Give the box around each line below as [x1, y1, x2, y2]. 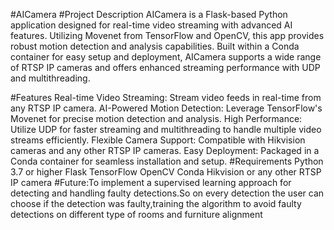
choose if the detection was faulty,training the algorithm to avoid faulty [10, 198, 302, 209]
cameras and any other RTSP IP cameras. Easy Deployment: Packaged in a [10, 145, 320, 156]
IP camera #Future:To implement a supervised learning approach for [10, 177, 292, 188]
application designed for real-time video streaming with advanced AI [10, 19, 293, 31]
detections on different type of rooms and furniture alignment [10, 209, 263, 220]
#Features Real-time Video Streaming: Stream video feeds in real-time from [10, 92, 322, 103]
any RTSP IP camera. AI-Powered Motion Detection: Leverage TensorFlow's [10, 102, 323, 114]
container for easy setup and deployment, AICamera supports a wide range [10, 51, 322, 63]
